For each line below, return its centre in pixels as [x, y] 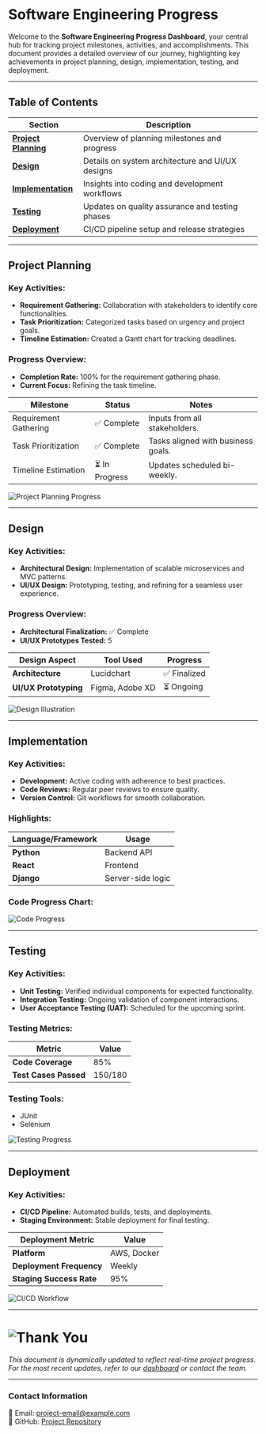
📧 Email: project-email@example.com [69, 1413]
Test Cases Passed [49, 1075]
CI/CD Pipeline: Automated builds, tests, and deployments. [116, 1212]
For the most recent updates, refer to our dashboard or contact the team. [128, 1368]
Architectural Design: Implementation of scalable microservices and [132, 568]
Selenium [35, 1125]
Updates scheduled [185, 465]
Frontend [122, 865]
